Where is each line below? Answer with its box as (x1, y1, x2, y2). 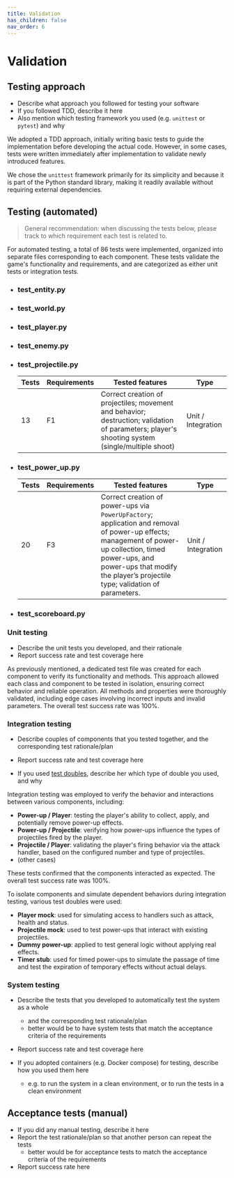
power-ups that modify (100, 562, 178, 572)
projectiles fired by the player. (17, 833, 103, 841)
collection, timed (111, 544, 166, 554)
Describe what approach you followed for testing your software (17, 99, 200, 108)
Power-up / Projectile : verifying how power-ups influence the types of (17, 825, 221, 834)
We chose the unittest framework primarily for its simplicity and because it (7, 171, 224, 179)
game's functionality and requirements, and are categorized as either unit (7, 260, 218, 268)
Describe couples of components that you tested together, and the (17, 735, 209, 743)
